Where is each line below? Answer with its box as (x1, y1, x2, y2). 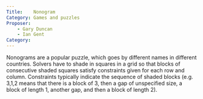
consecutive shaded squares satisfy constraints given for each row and (6, 67, 185, 73)
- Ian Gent (17, 32, 45, 38)
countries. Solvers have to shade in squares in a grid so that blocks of (6, 60, 181, 67)
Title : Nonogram (6, 9, 56, 15)
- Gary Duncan (17, 26, 53, 32)
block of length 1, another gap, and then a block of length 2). (6, 86, 158, 93)
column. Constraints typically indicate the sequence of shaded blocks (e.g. (6, 73, 193, 80)
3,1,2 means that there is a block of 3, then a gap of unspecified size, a (6, 80, 183, 87)
